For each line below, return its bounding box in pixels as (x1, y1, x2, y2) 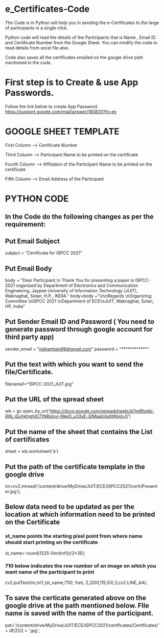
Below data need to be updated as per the (5, 502, 135, 511)
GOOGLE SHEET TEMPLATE (5, 126, 120, 137)
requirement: (5, 220, 46, 229)
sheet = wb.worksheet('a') (5, 448, 59, 454)
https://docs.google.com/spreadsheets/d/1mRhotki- (49, 408, 155, 414)
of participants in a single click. (5, 25, 68, 30)
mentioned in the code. (5, 59, 52, 65)
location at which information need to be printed (5, 510, 155, 519)
